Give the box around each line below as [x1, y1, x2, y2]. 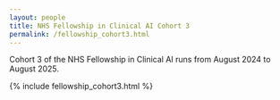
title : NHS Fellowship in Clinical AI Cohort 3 [9, 21, 191, 30]
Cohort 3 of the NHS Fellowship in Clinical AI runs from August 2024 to [9, 54, 271, 65]
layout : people [9, 12, 66, 22]
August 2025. [9, 63, 60, 74]
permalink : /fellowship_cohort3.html [9, 29, 150, 38]
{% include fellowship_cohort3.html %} [9, 81, 154, 92]
